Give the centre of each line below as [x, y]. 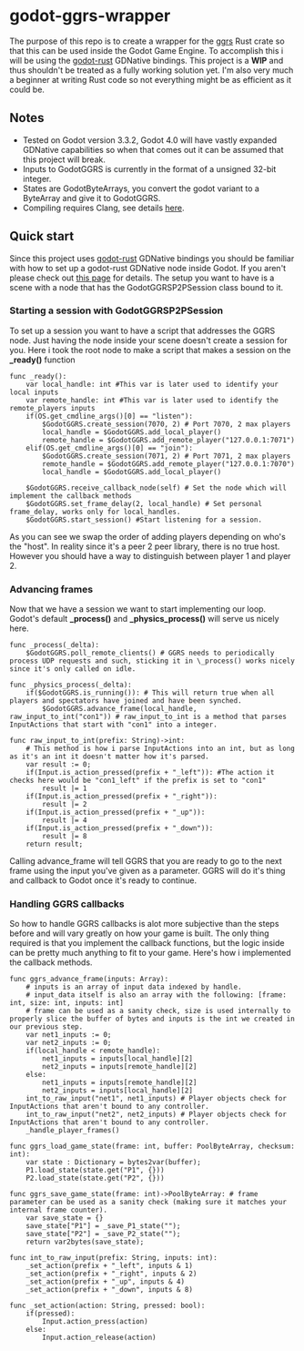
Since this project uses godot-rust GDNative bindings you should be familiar [152, 258]
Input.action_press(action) [95, 1322]
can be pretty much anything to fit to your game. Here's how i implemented [150, 953]
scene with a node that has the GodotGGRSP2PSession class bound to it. [147, 287]
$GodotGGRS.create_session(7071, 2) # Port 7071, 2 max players [167, 456]
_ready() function [42, 360]
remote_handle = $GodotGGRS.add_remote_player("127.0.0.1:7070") [169, 464]
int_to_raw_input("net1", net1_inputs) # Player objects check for [156, 1099]
